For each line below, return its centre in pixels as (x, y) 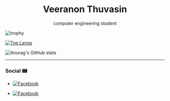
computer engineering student (85, 23)
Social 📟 (16, 71)
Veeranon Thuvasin (85, 9)
